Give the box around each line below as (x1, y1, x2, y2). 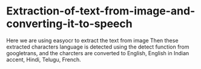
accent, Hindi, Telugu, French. (6, 56, 82, 63)
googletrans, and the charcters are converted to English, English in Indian (6, 49, 189, 56)
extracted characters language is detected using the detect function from (6, 43, 189, 50)
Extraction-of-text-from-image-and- (6, 4, 196, 18)
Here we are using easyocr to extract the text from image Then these (6, 37, 179, 44)
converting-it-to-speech (6, 17, 133, 31)
